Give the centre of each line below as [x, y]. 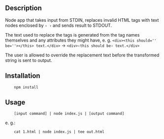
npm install [26, 87]
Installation [23, 76]
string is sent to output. [29, 60]
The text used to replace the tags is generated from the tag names [72, 35]
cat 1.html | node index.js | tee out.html [59, 132]
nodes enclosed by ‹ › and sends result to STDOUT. [59, 25]
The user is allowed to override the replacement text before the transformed [82, 55]
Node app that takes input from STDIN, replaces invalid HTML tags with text [82, 20]
